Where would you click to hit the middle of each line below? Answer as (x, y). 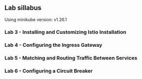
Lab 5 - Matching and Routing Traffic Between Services (71, 58)
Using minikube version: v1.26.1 (36, 19)
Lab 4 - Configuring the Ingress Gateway (54, 45)
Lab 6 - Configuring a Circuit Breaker (49, 71)
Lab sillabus (23, 8)
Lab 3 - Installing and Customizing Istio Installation (65, 32)
